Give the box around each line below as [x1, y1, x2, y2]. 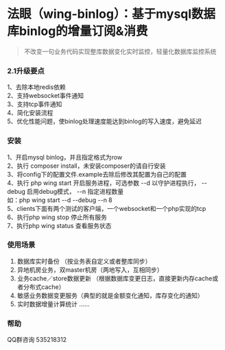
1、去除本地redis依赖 [7, 83, 67, 91]
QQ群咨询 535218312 [7, 336, 67, 344]
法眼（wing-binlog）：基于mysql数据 [7, 6, 216, 22]
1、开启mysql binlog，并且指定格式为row [7, 153, 123, 161]
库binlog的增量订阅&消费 [7, 23, 148, 39]
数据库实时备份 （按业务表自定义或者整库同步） [16, 257, 152, 265]
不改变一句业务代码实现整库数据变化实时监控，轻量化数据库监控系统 [23, 47, 217, 55]
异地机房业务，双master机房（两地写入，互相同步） [16, 265, 163, 274]
